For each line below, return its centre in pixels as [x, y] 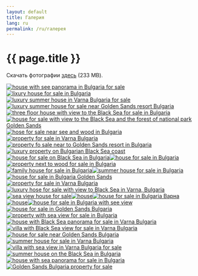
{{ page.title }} [44, 59]
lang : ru [17, 23]
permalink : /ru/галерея [36, 29]
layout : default [27, 12]
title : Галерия [25, 18]
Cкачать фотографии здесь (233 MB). [54, 75]
